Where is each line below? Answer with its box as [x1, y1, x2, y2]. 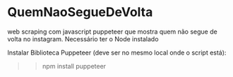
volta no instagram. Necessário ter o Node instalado [7, 34, 159, 43]
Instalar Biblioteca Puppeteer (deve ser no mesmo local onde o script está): [7, 48, 227, 57]
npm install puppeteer [42, 62, 107, 70]
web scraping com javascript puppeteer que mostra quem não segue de [7, 27, 217, 36]
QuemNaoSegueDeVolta [7, 4, 153, 20]
